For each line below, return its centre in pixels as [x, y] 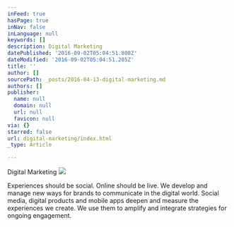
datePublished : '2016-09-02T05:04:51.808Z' [72, 54]
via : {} [19, 125]
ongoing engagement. [40, 216]
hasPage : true [28, 20]
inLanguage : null [33, 33]
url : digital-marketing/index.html [60, 138]
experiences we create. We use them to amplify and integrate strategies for [117, 208]
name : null [30, 99]
